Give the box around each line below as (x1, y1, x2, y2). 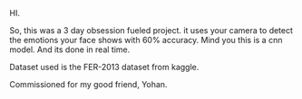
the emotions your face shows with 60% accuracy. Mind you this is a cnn (9, 35, 283, 45)
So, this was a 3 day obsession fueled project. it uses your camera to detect (9, 25, 293, 35)
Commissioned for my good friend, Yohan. (9, 79, 168, 89)
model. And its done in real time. (9, 44, 131, 55)
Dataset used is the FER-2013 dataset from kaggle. (9, 62, 200, 72)
